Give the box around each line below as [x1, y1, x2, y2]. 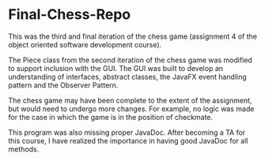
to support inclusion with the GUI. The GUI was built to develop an [8, 63, 224, 73]
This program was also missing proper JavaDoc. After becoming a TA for [8, 128, 246, 137]
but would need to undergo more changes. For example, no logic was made [8, 104, 255, 113]
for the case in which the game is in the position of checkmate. [8, 112, 214, 121]
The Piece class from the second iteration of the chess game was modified [8, 55, 253, 65]
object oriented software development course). [8, 39, 162, 49]
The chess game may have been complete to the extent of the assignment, [8, 95, 252, 105]
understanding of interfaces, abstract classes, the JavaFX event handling [8, 72, 247, 81]
